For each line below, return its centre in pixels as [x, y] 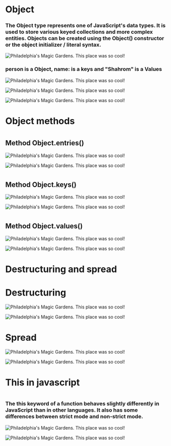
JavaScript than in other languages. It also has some [71, 410]
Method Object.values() [44, 226]
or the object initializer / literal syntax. [53, 45]
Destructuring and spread [61, 269]
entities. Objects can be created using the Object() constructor [85, 38]
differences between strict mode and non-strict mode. [74, 417]
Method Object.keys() [41, 185]
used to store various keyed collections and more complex [79, 32]
